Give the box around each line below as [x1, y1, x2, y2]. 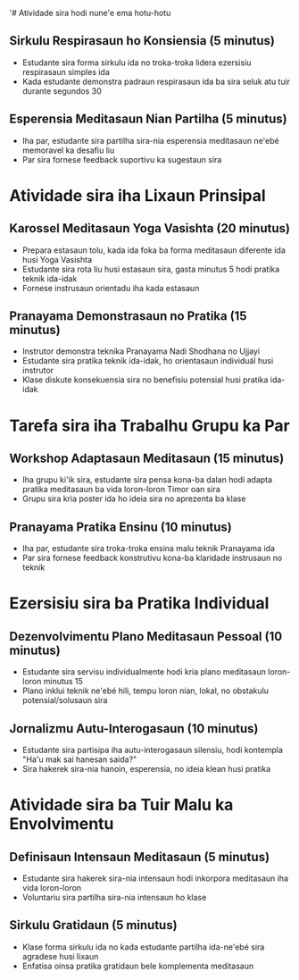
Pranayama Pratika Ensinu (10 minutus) [9, 519, 232, 534]
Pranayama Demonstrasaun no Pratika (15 [9, 308, 247, 324]
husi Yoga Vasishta [21, 254, 93, 264]
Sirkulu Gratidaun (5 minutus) [9, 917, 178, 933]
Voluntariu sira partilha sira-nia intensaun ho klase [21, 892, 207, 903]
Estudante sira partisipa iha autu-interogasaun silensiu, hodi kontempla [21, 745, 284, 756]
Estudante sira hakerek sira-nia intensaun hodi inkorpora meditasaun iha [21, 873, 288, 884]
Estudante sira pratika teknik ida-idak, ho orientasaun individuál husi [21, 356, 274, 366]
